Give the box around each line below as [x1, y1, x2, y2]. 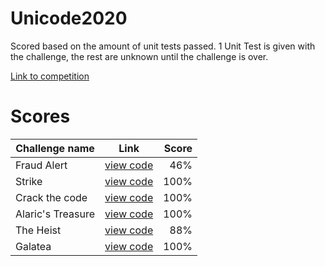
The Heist [15, 223, 62, 237]
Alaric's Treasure [15, 207, 96, 221]
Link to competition [10, 70, 90, 82]
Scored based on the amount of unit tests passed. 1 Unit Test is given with [10, 40, 316, 52]
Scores [10, 105, 71, 128]
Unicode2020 [10, 7, 128, 30]
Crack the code [15, 190, 88, 204]
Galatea [15, 239, 52, 253]
